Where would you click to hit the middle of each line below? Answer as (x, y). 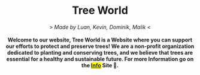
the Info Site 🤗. (100, 65)
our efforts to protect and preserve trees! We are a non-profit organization (100, 46)
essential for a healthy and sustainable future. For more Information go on (100, 59)
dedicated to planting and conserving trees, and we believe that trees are (100, 52)
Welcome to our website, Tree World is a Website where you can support (100, 40)
